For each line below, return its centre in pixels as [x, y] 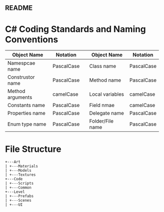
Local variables [107, 94]
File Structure [33, 149]
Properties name [26, 113]
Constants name [26, 106]
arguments [20, 97]
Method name [105, 80]
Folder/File [101, 121]
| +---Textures [20, 175]
